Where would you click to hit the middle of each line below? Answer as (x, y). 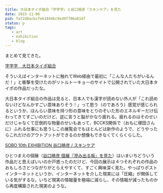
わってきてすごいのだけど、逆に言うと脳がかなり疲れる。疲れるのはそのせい (81, 116)
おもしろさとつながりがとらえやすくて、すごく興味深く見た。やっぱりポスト (81, 167)
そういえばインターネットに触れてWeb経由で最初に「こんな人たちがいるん (80, 76)
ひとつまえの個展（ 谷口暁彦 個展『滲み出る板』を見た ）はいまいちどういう (80, 155)
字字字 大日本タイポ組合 (31, 65)
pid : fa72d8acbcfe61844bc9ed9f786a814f (45, 18)
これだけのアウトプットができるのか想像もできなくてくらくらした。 (77, 135)
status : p (15, 23)
